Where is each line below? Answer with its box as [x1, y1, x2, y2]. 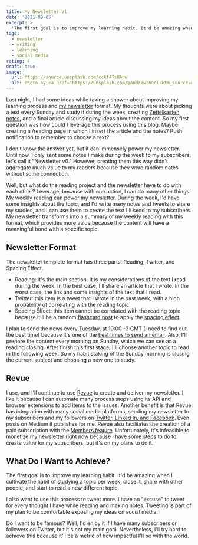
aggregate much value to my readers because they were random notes [6, 164, 179, 171]
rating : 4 [6, 58, 31, 64]
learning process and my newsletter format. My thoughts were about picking [6, 103, 192, 109]
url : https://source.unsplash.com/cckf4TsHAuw [11, 74, 128, 80]
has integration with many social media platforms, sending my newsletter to [6, 408, 190, 415]
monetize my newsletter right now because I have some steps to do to [6, 433, 177, 440]
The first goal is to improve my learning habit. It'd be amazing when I [6, 472, 173, 479]
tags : [6, 31, 19, 37]
